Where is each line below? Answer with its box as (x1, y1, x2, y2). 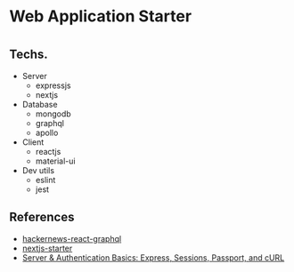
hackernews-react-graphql (21, 233, 122, 244)
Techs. (9, 47, 49, 62)
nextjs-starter (21, 243, 73, 253)
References (9, 210, 75, 225)
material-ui (35, 156, 76, 166)
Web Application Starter (9, 6, 192, 27)
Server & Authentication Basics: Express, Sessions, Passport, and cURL (21, 252, 285, 263)
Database (21, 99, 58, 109)
